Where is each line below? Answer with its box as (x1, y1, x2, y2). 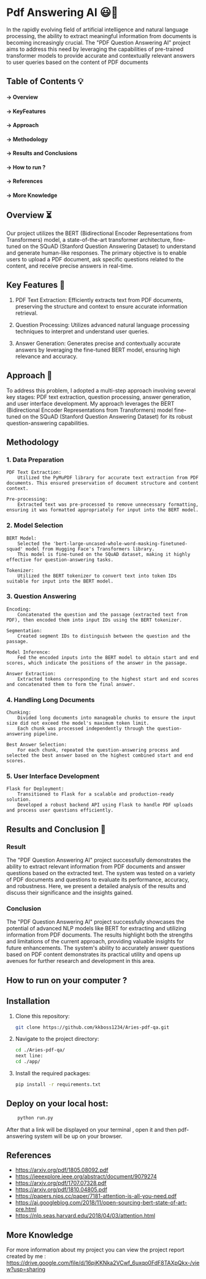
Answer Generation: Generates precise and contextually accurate (15, 339, 181, 347)
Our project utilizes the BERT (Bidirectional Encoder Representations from (6, 230, 193, 237)
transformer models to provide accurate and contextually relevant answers (6, 52, 195, 59)
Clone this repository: (15, 1012, 70, 1019)
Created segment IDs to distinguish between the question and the (17, 633, 191, 639)
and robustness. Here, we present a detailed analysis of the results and (6, 883, 186, 890)
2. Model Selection (6, 521, 63, 530)
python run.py (17, 1115, 53, 1121)
